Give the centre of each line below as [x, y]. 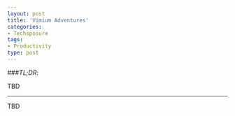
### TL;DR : [23, 72]
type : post [23, 53]
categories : [24, 27]
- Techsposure [28, 33]
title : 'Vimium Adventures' [48, 20]
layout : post [26, 14]
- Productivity [29, 46]
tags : [15, 40]
